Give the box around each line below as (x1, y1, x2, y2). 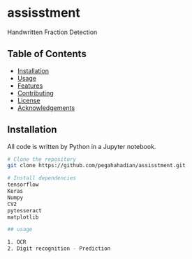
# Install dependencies (7, 175, 77, 182)
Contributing (17, 88, 54, 97)
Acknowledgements (17, 103, 75, 112)
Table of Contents (7, 48, 87, 60)
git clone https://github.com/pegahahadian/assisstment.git (7, 162, 186, 169)
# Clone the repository (7, 155, 77, 163)
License (17, 96, 40, 104)
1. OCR (7, 239, 27, 246)
